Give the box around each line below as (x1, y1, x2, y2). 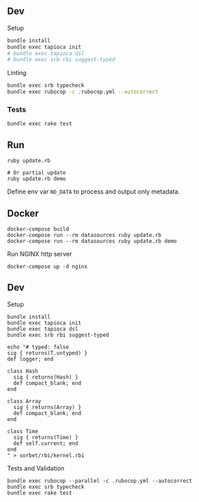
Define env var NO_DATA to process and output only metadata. (7, 187, 180, 196)
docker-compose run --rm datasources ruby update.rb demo (7, 238, 177, 244)
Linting (7, 69, 27, 77)
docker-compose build (7, 225, 70, 233)
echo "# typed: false (7, 344, 70, 351)
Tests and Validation (7, 464, 65, 472)
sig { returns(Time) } (13, 434, 78, 441)
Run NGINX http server (7, 249, 72, 258)
